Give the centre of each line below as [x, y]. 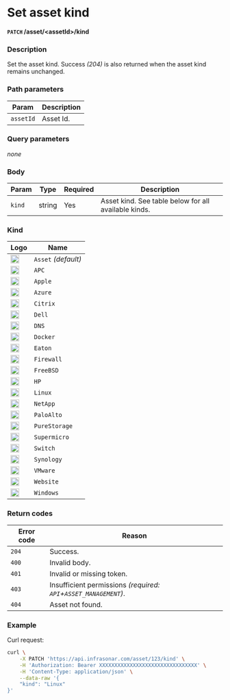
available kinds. [125, 210]
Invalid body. [70, 562]
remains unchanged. [36, 72]
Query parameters [38, 139]
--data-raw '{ [39, 678]
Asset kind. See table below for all [155, 201]
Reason [135, 536]
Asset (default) [58, 260]
